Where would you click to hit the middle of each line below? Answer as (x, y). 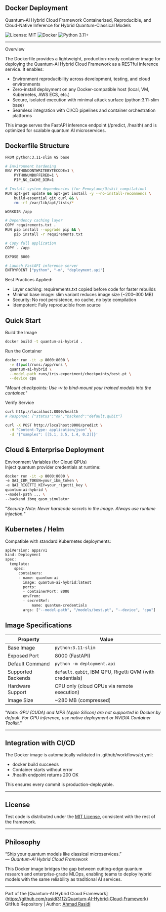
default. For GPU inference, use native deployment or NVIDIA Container (78, 717)
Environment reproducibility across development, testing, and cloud (81, 79)
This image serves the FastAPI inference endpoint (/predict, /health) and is (81, 125)
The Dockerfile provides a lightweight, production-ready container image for (83, 58)
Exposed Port (23, 655)
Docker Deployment (37, 8)
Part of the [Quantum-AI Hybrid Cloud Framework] (57, 894)
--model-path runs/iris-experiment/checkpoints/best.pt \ (71, 374)
